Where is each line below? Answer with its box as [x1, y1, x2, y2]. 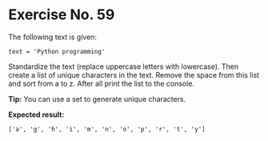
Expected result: [8, 110, 65, 119]
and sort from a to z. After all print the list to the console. [8, 79, 194, 88]
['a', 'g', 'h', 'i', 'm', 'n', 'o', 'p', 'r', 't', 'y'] [8, 125, 206, 133]
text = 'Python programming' [8, 47, 106, 55]
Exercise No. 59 [8, 6, 115, 24]
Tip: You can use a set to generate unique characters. [8, 94, 186, 103]
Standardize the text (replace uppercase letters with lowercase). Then [8, 62, 238, 71]
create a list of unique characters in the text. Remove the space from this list [8, 70, 260, 79]
